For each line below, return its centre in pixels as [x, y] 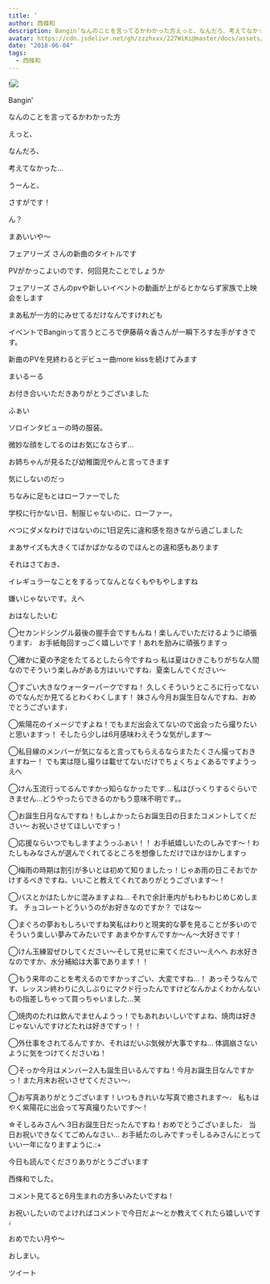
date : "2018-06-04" [41, 46]
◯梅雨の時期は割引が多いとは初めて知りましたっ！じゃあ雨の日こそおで [129, 870]
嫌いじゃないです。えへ [47, 598]
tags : [17, 53]
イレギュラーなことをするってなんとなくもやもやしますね [103, 581]
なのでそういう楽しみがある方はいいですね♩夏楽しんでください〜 [117, 669]
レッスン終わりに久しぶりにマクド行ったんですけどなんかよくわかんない [141, 988]
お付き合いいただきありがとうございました [79, 393]
